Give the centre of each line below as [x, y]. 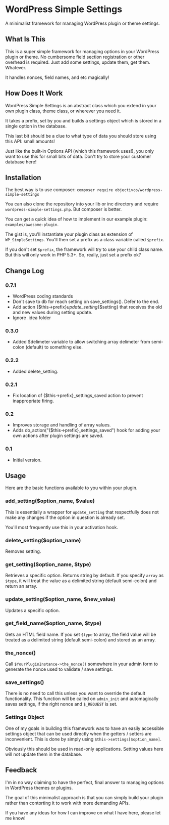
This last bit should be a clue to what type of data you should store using [81, 136]
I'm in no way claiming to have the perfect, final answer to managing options [84, 782]
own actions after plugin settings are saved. [58, 436]
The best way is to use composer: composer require [59, 190]
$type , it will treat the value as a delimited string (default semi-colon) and [81, 581]
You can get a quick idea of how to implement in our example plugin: [76, 219]
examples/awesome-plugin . [32, 225]
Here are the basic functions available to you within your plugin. [71, 488]
